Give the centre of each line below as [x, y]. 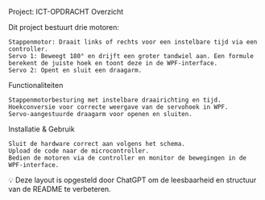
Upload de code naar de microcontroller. [79, 151]
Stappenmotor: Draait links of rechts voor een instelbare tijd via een [133, 42]
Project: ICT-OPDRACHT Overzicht [66, 12]
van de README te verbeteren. [60, 189]
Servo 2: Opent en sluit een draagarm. [75, 70]
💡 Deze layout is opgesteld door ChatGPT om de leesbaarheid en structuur [132, 180]
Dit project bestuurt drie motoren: [64, 27]
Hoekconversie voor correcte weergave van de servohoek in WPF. [118, 107]
